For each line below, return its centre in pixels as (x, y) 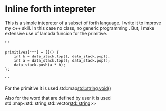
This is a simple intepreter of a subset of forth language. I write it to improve (83, 23)
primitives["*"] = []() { (32, 52)
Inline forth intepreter (51, 9)
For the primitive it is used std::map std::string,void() (58, 88)
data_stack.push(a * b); (40, 65)
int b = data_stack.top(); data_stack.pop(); (62, 56)
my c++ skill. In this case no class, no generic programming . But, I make (80, 28)
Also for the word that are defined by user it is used (58, 98)
